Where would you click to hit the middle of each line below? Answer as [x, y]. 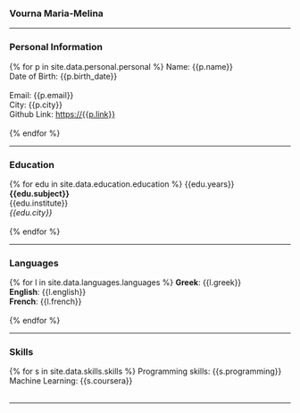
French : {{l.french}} [46, 301]
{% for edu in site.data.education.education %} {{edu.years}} [122, 184]
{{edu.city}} [31, 212]
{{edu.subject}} [39, 193]
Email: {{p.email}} [42, 95]
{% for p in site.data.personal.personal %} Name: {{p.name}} [121, 66]
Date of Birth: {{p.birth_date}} [63, 76]
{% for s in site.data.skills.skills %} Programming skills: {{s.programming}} [146, 371]
